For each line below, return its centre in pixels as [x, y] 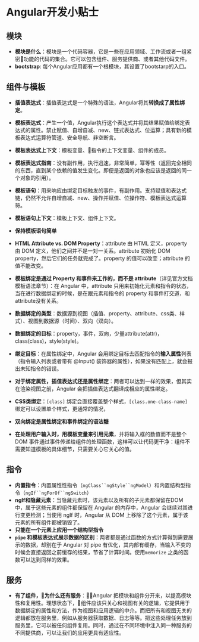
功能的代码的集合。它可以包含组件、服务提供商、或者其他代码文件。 [107, 59]
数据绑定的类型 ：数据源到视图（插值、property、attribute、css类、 [97, 313]
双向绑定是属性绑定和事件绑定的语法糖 [61, 421]
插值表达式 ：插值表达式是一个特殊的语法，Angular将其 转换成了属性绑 [100, 103]
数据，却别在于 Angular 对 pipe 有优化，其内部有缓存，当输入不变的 [108, 545]
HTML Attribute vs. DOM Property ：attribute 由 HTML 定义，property [101, 243]
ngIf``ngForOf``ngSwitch [56, 493]
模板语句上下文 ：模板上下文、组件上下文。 [67, 218]
